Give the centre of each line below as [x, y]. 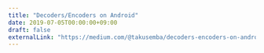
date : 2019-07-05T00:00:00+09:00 [63, 23]
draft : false [29, 30]
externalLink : [31, 37]
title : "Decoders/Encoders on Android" [73, 15]
